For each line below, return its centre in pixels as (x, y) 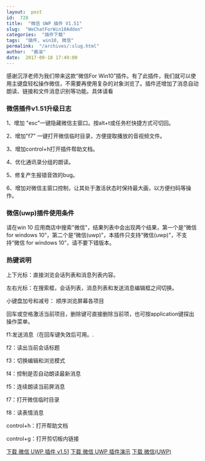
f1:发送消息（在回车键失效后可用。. (50, 334)
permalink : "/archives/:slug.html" (53, 47)
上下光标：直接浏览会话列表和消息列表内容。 (63, 275)
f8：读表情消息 (25, 412)
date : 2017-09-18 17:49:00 (42, 58)
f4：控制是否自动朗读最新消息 (44, 373)
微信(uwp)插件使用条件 (40, 213)
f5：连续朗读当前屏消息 (36, 386)
